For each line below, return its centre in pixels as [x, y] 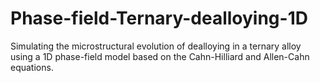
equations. [32, 67]
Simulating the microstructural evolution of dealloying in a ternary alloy [156, 46]
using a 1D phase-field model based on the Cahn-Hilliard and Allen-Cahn [160, 56]
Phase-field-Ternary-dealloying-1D [159, 18]
